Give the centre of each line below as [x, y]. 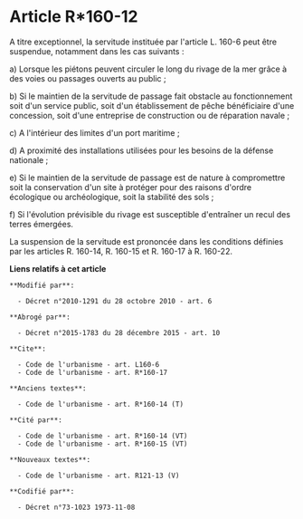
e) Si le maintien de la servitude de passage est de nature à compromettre [147, 178]
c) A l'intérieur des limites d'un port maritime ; [95, 132]
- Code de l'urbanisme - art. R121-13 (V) [99, 476]
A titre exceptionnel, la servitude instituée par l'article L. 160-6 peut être [143, 42]
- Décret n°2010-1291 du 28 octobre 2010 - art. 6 [115, 301]
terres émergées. [42, 224]
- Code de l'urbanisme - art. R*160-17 [93, 372]
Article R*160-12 [74, 17]
